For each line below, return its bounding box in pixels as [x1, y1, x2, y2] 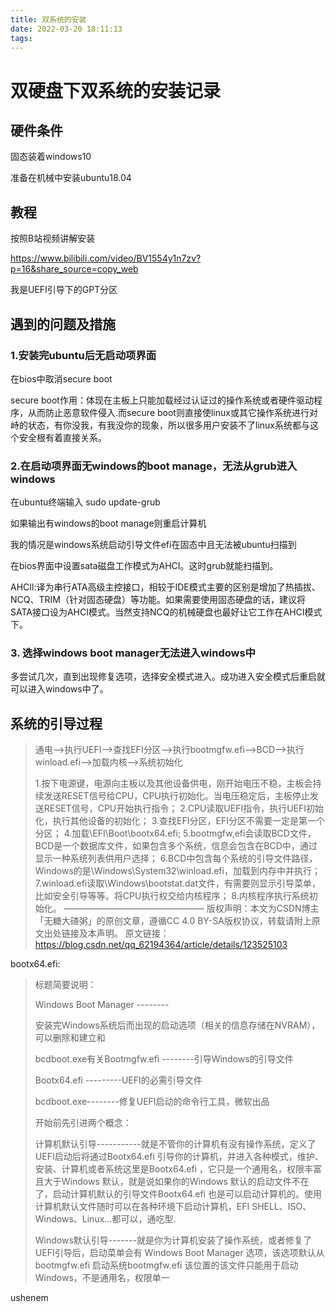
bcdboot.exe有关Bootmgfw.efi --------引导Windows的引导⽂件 [34, 1053, 294, 1065]
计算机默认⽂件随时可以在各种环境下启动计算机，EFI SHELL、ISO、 [34, 1201, 312, 1213]
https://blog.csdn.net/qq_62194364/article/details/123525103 [34, 939, 288, 951]
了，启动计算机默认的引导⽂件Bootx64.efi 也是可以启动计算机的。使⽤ [34, 1188, 322, 1200]
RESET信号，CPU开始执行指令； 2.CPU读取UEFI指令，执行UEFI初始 [43, 802, 325, 815]
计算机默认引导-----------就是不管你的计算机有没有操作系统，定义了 [34, 1138, 317, 1150]
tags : [10, 33, 33, 43]
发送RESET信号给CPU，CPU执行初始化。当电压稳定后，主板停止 [43, 790, 310, 802]
